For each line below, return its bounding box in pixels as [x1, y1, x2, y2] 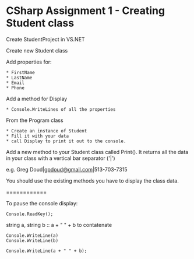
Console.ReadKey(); [6, 211, 54, 217]
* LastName [6, 75, 33, 80]
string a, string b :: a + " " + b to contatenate [6, 221, 112, 228]
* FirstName [6, 69, 35, 75]
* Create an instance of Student [6, 128, 87, 134]
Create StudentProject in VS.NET [6, 36, 86, 43]
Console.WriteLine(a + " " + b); [6, 248, 87, 254]
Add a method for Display [6, 95, 68, 102]
